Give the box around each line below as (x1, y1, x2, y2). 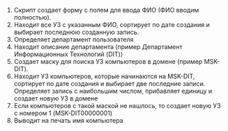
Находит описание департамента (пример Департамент (13, 43, 183, 51)
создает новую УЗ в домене (13, 94, 98, 103)
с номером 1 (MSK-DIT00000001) (13, 109, 113, 117)
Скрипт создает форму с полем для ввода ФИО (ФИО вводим (13, 6, 199, 14)
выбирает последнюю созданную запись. (13, 28, 139, 36)
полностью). (13, 13, 52, 21)
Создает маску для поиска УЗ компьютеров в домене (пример (13, 58, 203, 65)
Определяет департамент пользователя (13, 35, 134, 44)
